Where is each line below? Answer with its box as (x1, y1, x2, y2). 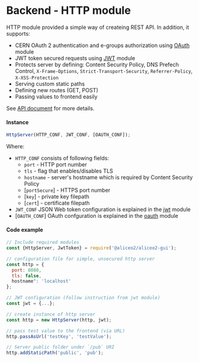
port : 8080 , (11, 267, 42, 273)
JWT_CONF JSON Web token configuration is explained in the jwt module (14, 206, 191, 213)
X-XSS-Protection (14, 75, 59, 81)
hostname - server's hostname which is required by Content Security (24, 174, 193, 181)
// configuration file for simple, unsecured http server (6, 256, 155, 262)
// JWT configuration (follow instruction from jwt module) (6, 295, 161, 301)
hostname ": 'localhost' (11, 278, 71, 284)
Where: (6, 143, 25, 150)
